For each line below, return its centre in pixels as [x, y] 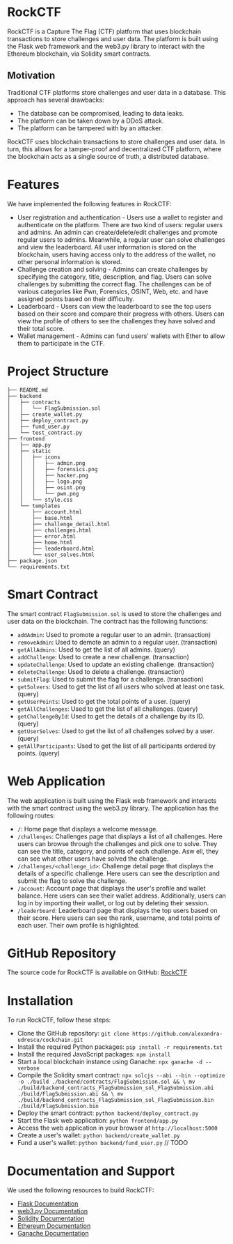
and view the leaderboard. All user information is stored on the [107, 247]
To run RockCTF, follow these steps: [59, 1020]
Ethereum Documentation [54, 1226]
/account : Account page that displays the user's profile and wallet [111, 888]
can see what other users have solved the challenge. [93, 859]
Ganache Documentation [53, 1234]
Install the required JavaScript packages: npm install [94, 1054]
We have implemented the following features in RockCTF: [89, 204]
